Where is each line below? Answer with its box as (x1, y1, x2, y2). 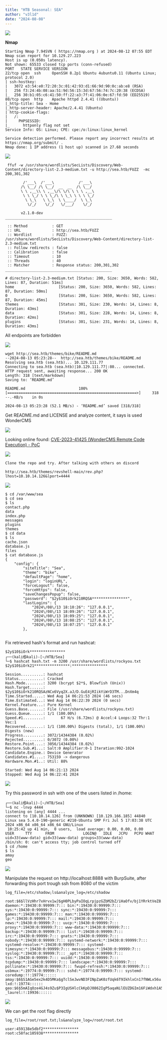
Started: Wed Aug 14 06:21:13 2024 (5, 768, 79, 773)
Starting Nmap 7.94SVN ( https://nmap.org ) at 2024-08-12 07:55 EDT (5, 49, 153, 54)
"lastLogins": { (23, 601, 57, 606)
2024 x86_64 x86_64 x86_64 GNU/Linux (5, 822, 83, 828)
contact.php (5, 505, 30, 510)
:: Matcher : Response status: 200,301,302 (7, 263, 119, 268)
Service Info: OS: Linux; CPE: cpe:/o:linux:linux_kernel (5, 127, 128, 132)
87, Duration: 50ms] (5, 289, 48, 294)
